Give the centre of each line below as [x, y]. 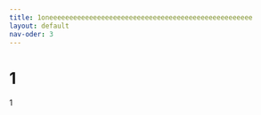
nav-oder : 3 [31, 34]
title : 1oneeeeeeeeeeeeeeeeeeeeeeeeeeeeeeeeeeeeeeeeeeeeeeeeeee [131, 17]
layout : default [39, 26]
